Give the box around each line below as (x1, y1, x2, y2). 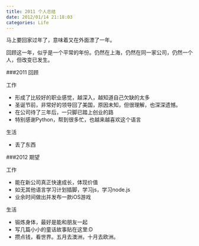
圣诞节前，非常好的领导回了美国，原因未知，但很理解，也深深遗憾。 (14, 101, 181, 109)
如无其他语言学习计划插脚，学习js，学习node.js (14, 186, 130, 193)
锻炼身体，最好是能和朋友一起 (14, 219, 88, 226)
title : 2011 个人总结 (6, 8, 56, 15)
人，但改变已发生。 (6, 57, 53, 64)
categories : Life (6, 19, 49, 25)
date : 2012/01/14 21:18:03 (6, 14, 73, 20)
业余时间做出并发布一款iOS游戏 (14, 193, 91, 201)
